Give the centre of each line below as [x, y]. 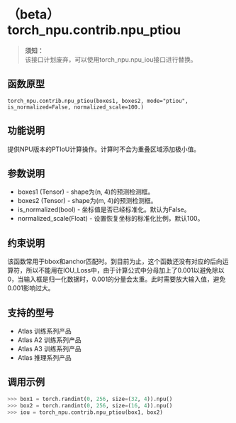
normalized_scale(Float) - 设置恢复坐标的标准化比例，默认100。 [111, 219]
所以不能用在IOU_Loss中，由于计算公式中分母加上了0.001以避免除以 [125, 270]
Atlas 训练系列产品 [45, 331]
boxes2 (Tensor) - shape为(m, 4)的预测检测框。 [87, 201]
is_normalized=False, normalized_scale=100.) [75, 107]
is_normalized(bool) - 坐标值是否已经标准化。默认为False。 [104, 209]
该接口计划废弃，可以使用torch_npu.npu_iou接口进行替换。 [111, 59]
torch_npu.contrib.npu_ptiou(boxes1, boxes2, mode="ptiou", [98, 101]
